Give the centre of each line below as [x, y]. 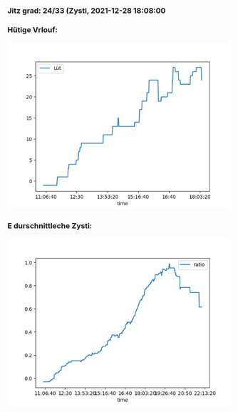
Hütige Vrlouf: [33, 29]
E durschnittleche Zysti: [50, 226]
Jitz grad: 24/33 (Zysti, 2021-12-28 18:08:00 [87, 11]
